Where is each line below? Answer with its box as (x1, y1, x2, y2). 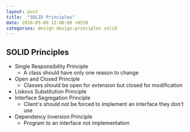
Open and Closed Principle (14, 75, 80, 83)
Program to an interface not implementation (23, 120, 130, 127)
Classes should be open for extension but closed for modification (23, 82, 183, 89)
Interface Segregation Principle (14, 94, 91, 101)
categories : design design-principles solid (6, 25, 117, 31)
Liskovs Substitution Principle (14, 88, 87, 95)
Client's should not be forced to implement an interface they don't (23, 101, 184, 108)
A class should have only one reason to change (23, 69, 139, 76)
